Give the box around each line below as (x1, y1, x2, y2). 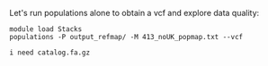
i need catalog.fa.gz (9, 48, 91, 57)
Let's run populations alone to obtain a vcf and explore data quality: (9, 8, 260, 18)
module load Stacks (9, 25, 83, 34)
